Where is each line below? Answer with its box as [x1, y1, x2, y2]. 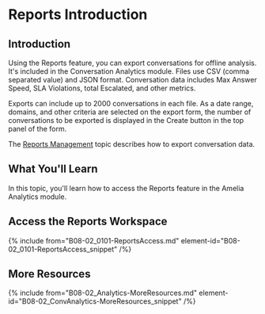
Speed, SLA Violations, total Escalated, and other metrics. [8, 83, 196, 93]
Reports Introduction [8, 6, 148, 24]
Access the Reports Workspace [8, 215, 168, 228]
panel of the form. [8, 124, 67, 133]
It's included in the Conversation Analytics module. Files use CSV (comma [8, 67, 250, 76]
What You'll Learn [8, 163, 98, 176]
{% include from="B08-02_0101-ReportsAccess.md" [8, 235, 180, 245]
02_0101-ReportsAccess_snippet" [8, 244, 118, 254]
